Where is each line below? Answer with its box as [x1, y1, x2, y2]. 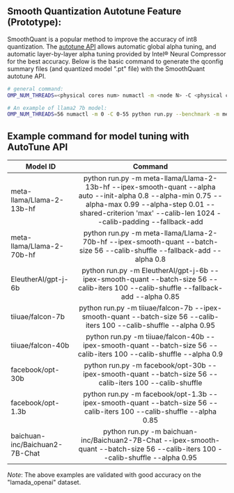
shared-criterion [79, 208, 134, 218]
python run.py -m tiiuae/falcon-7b [79, 303, 193, 313]
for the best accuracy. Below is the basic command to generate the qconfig [7, 57, 224, 65]
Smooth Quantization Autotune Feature [7, 6, 182, 17]
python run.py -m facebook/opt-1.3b [83, 389, 208, 399]
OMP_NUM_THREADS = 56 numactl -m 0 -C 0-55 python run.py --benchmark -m [7, 111, 219, 118]
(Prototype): [7, 17, 62, 29]
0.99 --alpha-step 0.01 [123, 200, 205, 210]
